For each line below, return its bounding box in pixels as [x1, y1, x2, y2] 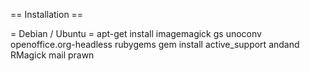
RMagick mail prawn [10, 49, 95, 61]
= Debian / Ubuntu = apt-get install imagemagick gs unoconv [10, 28, 262, 39]
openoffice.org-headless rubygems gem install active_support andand [10, 39, 300, 50]
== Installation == [10, 9, 84, 20]
